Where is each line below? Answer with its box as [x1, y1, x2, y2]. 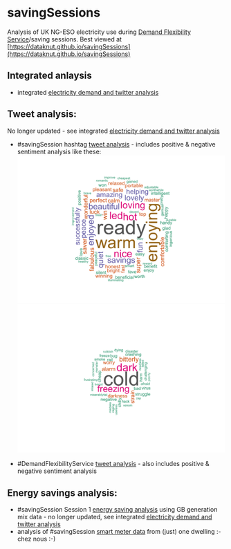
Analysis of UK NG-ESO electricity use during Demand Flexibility [7, 28, 192, 36]
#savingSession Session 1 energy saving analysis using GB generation [17, 505, 218, 513]
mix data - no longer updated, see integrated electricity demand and [17, 512, 212, 521]
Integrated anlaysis [7, 70, 92, 82]
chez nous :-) [17, 534, 56, 543]
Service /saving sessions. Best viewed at [7, 35, 122, 43]
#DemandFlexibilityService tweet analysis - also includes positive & [17, 460, 210, 468]
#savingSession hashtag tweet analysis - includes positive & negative [17, 140, 216, 148]
